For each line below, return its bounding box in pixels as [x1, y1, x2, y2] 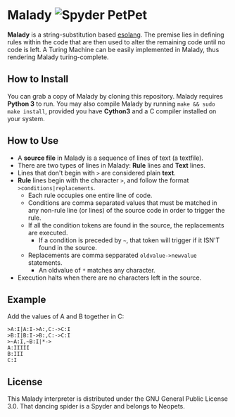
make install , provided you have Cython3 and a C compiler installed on [7, 106, 217, 116]
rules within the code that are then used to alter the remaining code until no [7, 37, 226, 46]
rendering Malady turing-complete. [7, 53, 109, 61]
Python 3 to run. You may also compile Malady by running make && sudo [7, 99, 216, 108]
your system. [7, 114, 46, 123]
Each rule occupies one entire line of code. [27, 191, 153, 199]
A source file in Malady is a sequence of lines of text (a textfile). [17, 154, 204, 162]
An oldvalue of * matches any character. [38, 266, 156, 274]
